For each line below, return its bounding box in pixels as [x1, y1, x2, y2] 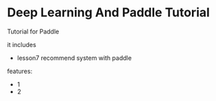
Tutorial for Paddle [7, 27, 60, 35]
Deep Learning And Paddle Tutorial [7, 5, 211, 20]
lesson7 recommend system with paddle [16, 53, 132, 62]
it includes [7, 40, 36, 48]
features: [7, 67, 33, 75]
